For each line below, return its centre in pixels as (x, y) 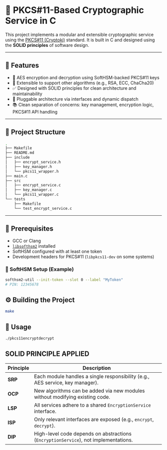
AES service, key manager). (66, 382)
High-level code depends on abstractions (83, 434)
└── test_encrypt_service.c (43, 208)
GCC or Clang (27, 241)
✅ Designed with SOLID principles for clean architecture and (74, 88)
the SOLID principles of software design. (47, 45)
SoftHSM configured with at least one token (57, 251)
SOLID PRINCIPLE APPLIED (47, 354)
